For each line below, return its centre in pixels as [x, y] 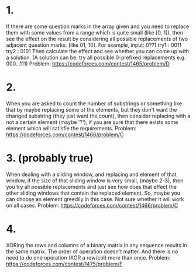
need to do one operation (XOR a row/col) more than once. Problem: [88, 257]
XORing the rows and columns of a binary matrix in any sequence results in [97, 245]
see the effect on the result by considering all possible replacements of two [97, 39]
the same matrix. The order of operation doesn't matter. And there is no [92, 251]
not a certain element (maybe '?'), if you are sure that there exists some [92, 122]
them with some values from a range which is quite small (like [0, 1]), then [94, 32]
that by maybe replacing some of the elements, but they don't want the [92, 109]
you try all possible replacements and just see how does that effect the [92, 186]
